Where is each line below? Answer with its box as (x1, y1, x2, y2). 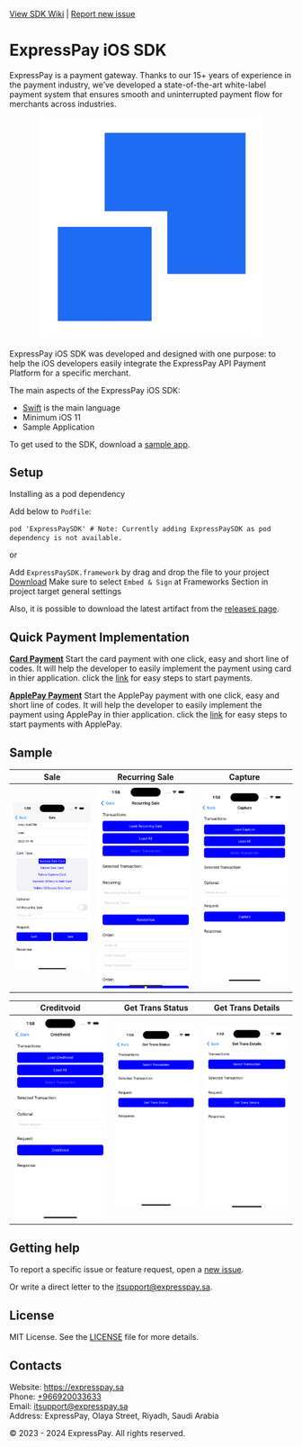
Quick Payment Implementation (9, 629, 191, 645)
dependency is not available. (9, 534, 123, 543)
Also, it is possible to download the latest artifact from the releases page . (9, 603, 280, 614)
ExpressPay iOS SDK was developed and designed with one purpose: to (9, 348, 277, 359)
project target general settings (9, 586, 121, 597)
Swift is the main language (22, 402, 121, 413)
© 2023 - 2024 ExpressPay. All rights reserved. (9, 1427, 186, 1438)
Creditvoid (40, 1002, 81, 1013)
